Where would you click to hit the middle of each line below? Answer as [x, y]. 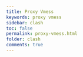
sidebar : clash [25, 23]
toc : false [19, 28]
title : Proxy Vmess [30, 12]
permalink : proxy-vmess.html [42, 34]
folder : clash [24, 39]
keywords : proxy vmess [34, 17]
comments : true [25, 45]
